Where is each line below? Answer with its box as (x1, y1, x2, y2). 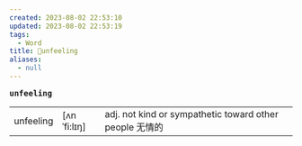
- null (17, 64, 42, 73)
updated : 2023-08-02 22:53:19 (9, 22, 123, 31)
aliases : (9, 55, 42, 64)
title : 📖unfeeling (9, 47, 78, 56)
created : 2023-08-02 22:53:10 (9, 13, 123, 23)
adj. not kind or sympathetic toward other (104, 107, 279, 120)
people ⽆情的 (104, 121, 164, 133)
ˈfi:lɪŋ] (62, 120, 87, 132)
